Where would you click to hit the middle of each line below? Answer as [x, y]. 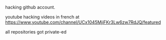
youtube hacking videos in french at [42, 17]
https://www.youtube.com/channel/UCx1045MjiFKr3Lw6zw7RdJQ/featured [83, 22]
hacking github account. [30, 7]
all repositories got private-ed [36, 32]
